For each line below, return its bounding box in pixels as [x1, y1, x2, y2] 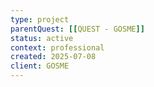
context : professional [10, 42, 105, 53]
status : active [10, 33, 74, 43]
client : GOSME [10, 61, 70, 71]
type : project [10, 14, 70, 25]
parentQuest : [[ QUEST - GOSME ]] [10, 24, 145, 34]
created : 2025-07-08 [10, 52, 97, 62]
